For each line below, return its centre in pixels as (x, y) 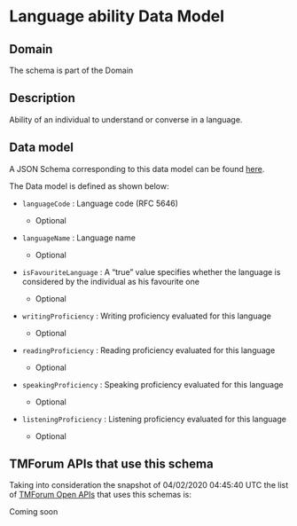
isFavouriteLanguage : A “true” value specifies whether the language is (151, 271)
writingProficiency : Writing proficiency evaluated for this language (147, 316)
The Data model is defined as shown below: (89, 186)
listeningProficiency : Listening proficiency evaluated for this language (154, 419)
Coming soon (34, 512)
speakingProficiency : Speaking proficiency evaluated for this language (152, 384)
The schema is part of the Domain (71, 70)
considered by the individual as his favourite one (110, 281)
